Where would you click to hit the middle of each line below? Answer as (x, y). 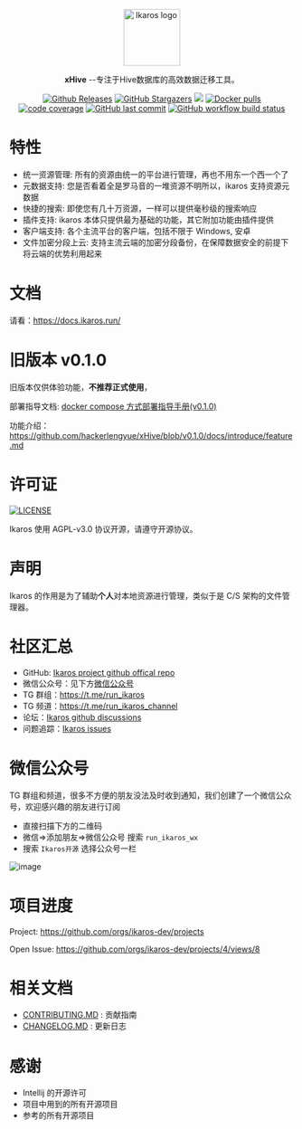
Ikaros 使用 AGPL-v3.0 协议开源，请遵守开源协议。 (104, 528)
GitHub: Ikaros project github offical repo (99, 672)
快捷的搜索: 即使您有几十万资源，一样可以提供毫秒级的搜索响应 (140, 208)
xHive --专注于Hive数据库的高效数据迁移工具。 (152, 80)
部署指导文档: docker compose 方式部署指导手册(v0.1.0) (113, 406)
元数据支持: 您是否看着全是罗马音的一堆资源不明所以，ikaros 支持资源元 (156, 185)
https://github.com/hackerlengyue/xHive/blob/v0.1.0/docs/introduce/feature (151, 435)
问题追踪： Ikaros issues (66, 728)
